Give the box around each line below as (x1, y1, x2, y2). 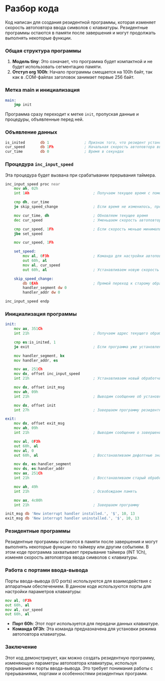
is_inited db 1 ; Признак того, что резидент (5, 140, 146, 145)
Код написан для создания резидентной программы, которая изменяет (5, 19, 156, 25)
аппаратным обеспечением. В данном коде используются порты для (5, 583, 151, 589)
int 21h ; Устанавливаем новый (14, 376, 139, 381)
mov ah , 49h (14, 484, 38, 489)
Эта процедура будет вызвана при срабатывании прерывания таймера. (5, 172, 156, 178)
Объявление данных (5, 129, 57, 136)
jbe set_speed (14, 231, 43, 236)
